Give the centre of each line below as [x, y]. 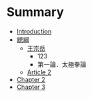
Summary [35, 12]
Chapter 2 [31, 79]
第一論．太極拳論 [62, 64]
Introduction [34, 31]
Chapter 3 [31, 87]
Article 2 [39, 72]
